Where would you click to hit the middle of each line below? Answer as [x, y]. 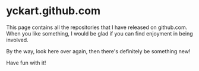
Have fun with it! [26, 63]
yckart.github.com [53, 11]
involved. [17, 40]
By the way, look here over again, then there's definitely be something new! [98, 51]
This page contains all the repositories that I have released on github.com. [97, 27]
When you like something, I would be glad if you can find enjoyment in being [99, 33]
